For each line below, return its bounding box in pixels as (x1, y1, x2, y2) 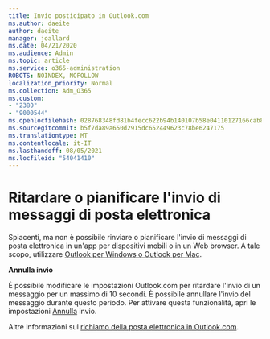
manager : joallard (8, 34, 70, 43)
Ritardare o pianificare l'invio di (8, 188, 221, 207)
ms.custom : (8, 94, 45, 102)
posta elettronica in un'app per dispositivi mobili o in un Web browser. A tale (8, 241, 260, 250)
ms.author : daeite (8, 19, 70, 27)
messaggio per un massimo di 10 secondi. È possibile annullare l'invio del (8, 289, 251, 299)
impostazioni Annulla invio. (8, 307, 97, 316)
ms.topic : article (8, 57, 70, 65)
